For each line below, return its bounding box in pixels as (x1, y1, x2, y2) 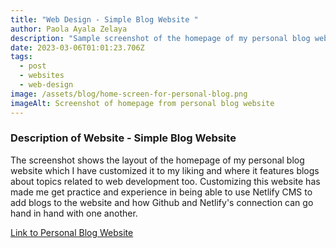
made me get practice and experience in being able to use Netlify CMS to (10, 186, 313, 198)
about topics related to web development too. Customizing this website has (10, 175, 321, 187)
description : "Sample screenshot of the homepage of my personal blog (10, 33, 311, 43)
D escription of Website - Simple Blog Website (10, 131, 237, 145)
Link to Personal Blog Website (10, 226, 134, 238)
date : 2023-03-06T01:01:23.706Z (10, 42, 145, 53)
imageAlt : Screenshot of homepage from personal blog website (10, 98, 275, 108)
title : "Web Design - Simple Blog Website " (10, 14, 199, 25)
